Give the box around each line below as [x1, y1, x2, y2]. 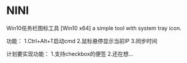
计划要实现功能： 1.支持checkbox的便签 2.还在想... [6, 50, 134, 58]
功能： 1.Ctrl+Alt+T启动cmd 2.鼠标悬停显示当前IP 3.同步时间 [6, 37, 158, 44]
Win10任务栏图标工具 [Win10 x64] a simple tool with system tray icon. [6, 24, 182, 31]
